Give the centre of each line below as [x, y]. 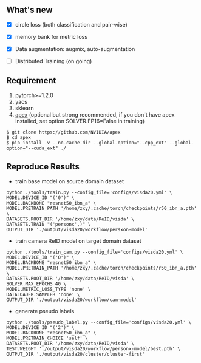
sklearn [25, 108]
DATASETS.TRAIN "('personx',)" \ [49, 224]
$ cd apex [19, 137]
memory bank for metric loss [51, 36]
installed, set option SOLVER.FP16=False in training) [80, 121]
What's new [29, 10]
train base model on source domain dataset [70, 181]
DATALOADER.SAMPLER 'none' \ [43, 294]
